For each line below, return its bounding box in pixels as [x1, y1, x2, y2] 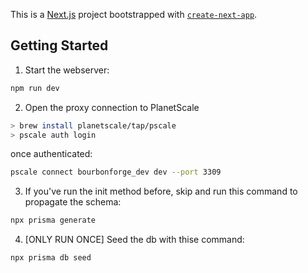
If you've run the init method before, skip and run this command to [24, 185, 298, 198]
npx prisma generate [10, 215, 97, 226]
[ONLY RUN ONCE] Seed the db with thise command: [24, 234, 245, 246]
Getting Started [10, 37, 109, 54]
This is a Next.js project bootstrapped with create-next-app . [10, 9, 258, 20]
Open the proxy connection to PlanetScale [24, 101, 200, 113]
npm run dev [10, 83, 60, 93]
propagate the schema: [24, 196, 122, 208]
